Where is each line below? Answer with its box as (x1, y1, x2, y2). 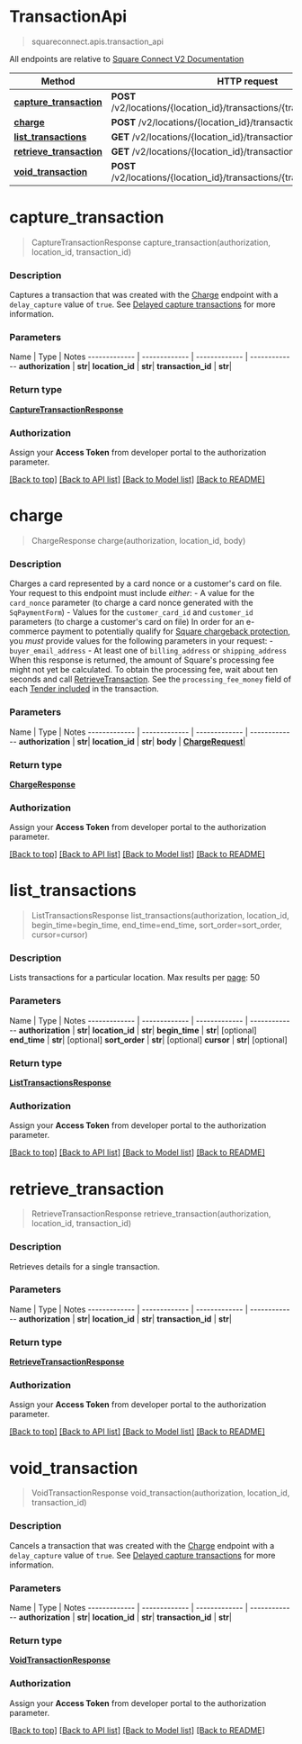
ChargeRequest (182, 736, 244, 746)
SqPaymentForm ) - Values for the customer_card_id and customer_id (9, 607, 253, 618)
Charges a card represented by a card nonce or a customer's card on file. (9, 578, 282, 589)
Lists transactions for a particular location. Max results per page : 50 (9, 972, 261, 983)
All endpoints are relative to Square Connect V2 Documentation (9, 53, 244, 64)
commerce (9, 626, 49, 637)
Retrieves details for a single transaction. (9, 1261, 160, 1271)
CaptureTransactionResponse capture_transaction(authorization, (31, 237, 271, 248)
